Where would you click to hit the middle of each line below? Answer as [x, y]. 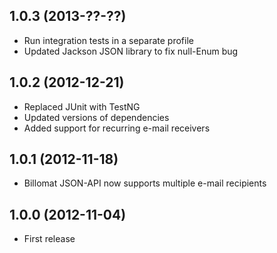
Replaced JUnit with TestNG [82, 106]
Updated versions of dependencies [96, 117]
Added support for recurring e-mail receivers [117, 128]
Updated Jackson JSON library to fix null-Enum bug [131, 51]
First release [49, 239]
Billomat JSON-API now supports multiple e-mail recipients [145, 183]
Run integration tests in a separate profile [108, 40]
